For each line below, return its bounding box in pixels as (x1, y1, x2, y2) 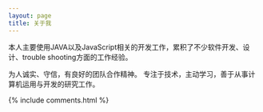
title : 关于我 (8, 19, 52, 27)
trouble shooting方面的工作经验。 (22, 52, 133, 62)
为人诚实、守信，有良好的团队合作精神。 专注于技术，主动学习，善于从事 (8, 69, 249, 78)
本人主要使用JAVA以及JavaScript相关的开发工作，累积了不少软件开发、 (8, 42, 244, 52)
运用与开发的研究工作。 (22, 79, 100, 89)
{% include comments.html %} (8, 95, 110, 105)
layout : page (8, 11, 52, 20)
